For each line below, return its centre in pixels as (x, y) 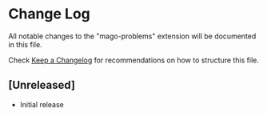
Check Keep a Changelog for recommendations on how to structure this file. (134, 60)
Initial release (42, 104)
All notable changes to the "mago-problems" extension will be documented (132, 36)
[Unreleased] (42, 85)
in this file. (25, 44)
